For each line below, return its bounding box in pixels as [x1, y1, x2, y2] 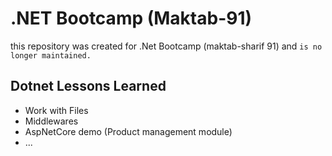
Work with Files [24, 104, 89, 116]
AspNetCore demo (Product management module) [24, 125, 233, 137]
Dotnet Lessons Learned [10, 78, 167, 95]
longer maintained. [10, 50, 92, 61]
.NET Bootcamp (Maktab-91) [10, 7, 253, 30]
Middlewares [24, 115, 79, 127]
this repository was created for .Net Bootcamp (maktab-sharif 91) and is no [10, 40, 323, 52]
